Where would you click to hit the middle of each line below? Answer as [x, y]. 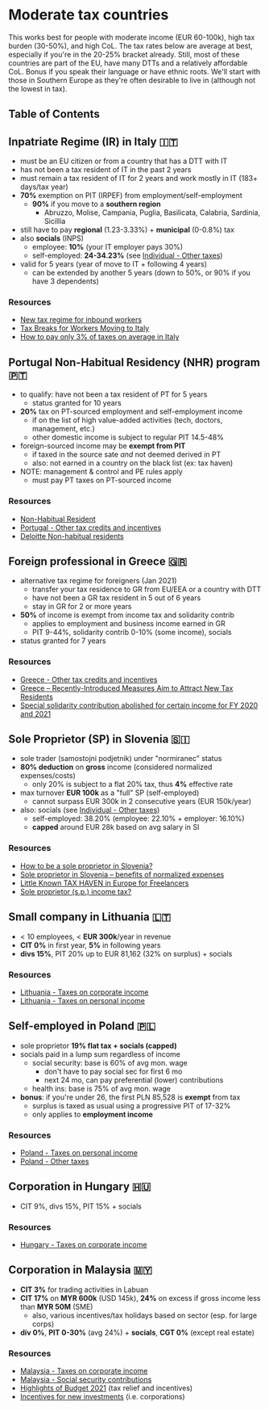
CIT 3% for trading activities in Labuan [84, 1289]
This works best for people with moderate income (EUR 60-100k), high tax [132, 37]
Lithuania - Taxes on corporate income [84, 992]
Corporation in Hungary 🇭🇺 [80, 1186]
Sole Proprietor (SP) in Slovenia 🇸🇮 [99, 740]
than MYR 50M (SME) [56, 1306]
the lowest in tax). [38, 88]
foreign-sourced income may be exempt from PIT [103, 446]
